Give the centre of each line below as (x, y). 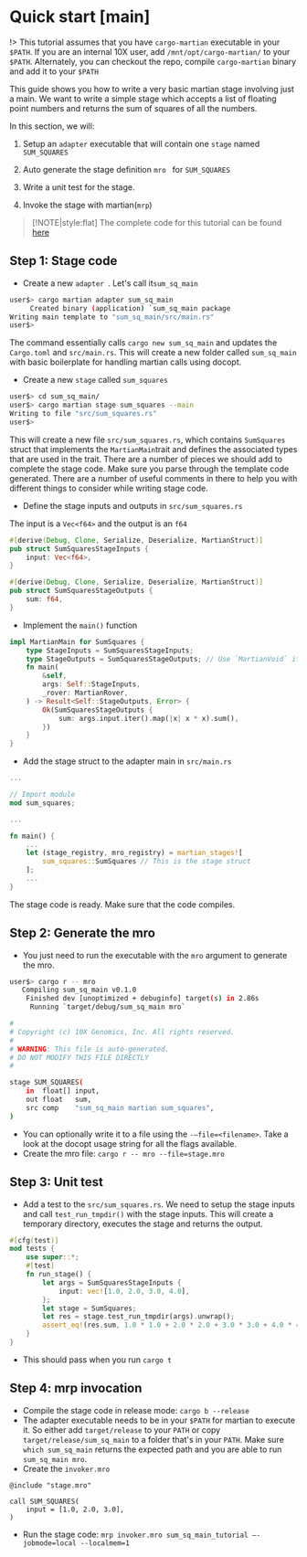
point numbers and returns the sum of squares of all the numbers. (133, 108)
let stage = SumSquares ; (90, 1308)
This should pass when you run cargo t (97, 1360)
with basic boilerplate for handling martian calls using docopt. (126, 362)
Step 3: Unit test (56, 1182)
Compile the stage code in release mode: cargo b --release (136, 1410)
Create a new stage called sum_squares (95, 380)
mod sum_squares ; (42, 803)
